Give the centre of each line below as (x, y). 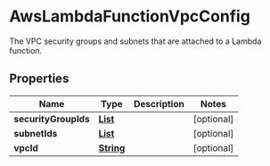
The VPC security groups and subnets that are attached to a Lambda (135, 41)
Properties (39, 79)
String (112, 147)
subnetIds (36, 133)
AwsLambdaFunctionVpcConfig (130, 17)
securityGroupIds (52, 119)
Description (159, 104)
